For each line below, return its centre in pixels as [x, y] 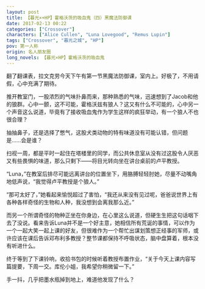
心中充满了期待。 [38, 83]
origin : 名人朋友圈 [29, 52]
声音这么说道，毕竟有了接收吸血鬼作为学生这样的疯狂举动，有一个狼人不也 [105, 111]
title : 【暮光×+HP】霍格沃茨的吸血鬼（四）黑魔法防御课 [69, 18]
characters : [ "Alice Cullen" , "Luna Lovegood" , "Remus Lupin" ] [88, 35]
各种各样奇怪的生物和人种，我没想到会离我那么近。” [70, 202]
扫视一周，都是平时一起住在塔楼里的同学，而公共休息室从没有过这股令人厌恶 [103, 153]
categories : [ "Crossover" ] [41, 29]
